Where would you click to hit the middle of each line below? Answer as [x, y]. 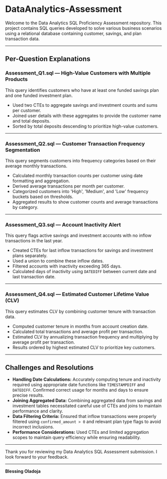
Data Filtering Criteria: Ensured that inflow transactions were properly [84, 416]
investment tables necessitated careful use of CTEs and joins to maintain [87, 406]
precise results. [28, 395]
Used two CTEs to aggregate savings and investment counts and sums [85, 105]
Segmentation [23, 150]
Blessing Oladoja [23, 471]
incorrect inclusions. [33, 427]
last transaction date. [34, 277]
